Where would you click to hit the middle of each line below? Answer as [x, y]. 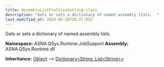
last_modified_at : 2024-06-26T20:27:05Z [49, 19]
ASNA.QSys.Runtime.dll [30, 49]
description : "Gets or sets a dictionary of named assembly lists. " [82, 15]
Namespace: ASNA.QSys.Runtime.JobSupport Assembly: [67, 44]
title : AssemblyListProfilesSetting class [51, 10]
